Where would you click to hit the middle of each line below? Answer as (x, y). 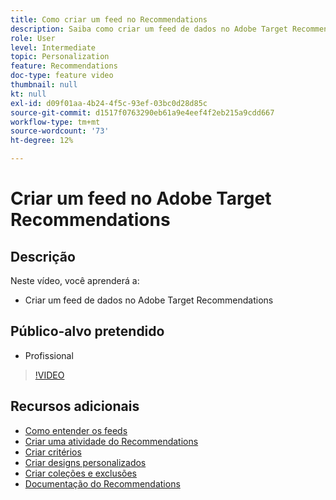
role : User (33, 38)
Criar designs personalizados (85, 462)
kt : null (28, 94)
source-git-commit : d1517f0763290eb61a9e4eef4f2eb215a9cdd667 (142, 112)
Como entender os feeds (76, 430)
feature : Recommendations (64, 66)
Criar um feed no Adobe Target (141, 198)
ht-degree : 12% (42, 141)
